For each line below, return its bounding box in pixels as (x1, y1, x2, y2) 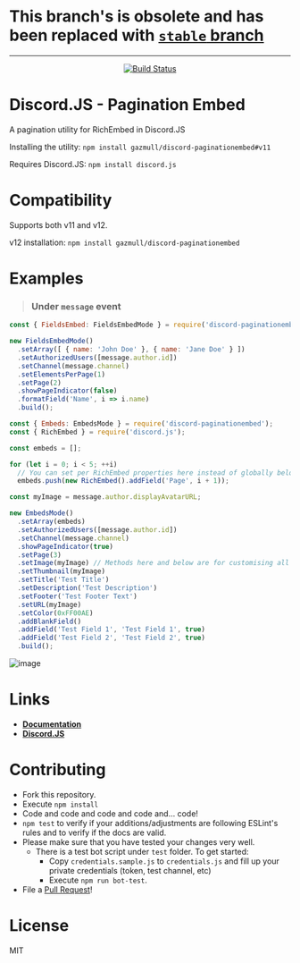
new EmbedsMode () (9, 509, 74, 518)
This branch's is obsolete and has (9, 6, 264, 27)
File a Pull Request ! (21, 883, 93, 895)
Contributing (9, 760, 106, 780)
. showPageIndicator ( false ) (17, 386, 118, 395)
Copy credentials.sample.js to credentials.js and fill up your (48, 856, 279, 866)
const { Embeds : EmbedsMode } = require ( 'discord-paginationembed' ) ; (9, 419, 274, 428)
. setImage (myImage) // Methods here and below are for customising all (17, 559, 290, 568)
